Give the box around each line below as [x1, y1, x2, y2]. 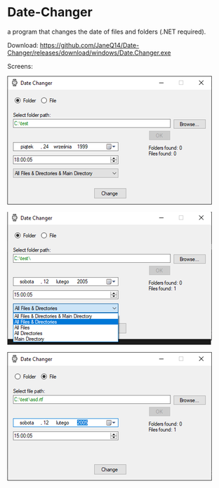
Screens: [7, 62, 34, 70]
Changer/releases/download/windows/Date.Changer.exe [7, 48, 171, 57]
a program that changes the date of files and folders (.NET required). [7, 27, 206, 36]
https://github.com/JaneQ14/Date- [39, 41, 140, 49]
